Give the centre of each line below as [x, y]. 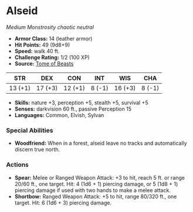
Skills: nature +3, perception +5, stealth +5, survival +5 [81, 102]
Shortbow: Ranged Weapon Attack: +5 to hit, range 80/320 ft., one [96, 196]
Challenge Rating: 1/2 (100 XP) [52, 57]
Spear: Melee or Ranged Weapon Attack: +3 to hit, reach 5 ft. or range [100, 177]
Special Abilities [30, 130]
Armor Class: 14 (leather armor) [53, 38]
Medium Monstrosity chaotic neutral [50, 27]
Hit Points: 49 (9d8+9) [42, 45]
